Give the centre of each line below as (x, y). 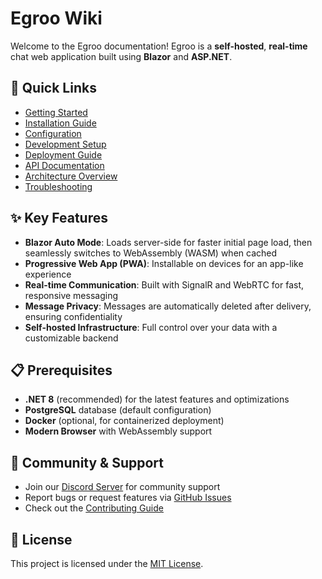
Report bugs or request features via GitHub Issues (128, 498)
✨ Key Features (59, 218)
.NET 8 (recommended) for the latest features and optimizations (157, 399)
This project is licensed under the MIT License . (107, 563)
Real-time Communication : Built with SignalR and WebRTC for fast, (164, 284)
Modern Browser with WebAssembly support (118, 431)
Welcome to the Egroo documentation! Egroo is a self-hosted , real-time (159, 46)
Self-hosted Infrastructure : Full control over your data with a (151, 327)
